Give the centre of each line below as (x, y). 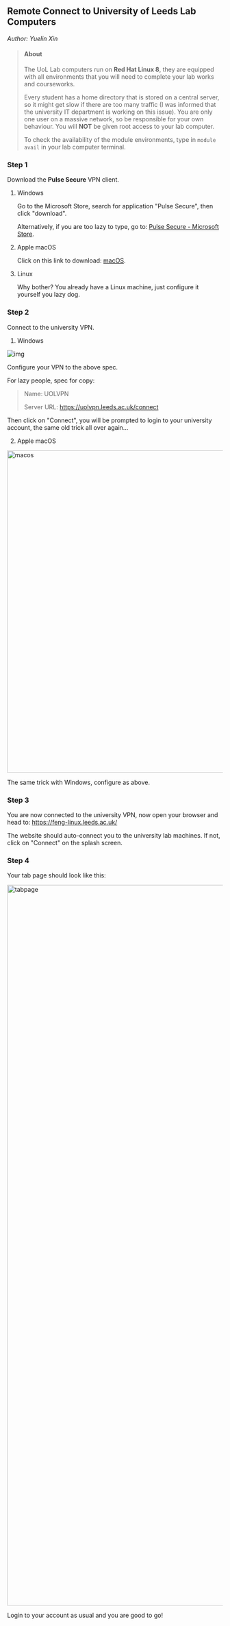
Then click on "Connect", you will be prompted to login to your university (110, 420)
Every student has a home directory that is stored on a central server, (122, 97)
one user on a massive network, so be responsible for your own (114, 119)
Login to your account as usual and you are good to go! (85, 1615)
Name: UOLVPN (46, 393)
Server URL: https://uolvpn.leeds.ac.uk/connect (91, 406)
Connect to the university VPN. (51, 327)
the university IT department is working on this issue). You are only (118, 112)
